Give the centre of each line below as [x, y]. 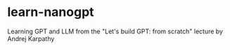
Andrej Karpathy [31, 38]
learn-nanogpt [51, 12]
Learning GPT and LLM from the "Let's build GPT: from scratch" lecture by [115, 31]
